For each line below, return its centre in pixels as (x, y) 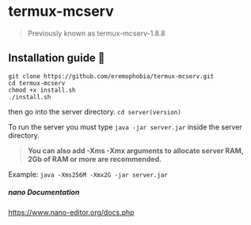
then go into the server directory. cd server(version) (95, 111)
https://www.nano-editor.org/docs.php (71, 212)
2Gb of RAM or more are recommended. (95, 159)
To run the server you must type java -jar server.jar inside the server (125, 127)
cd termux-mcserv (37, 83)
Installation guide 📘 (57, 58)
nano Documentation (44, 193)
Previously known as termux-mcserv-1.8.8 (96, 33)
